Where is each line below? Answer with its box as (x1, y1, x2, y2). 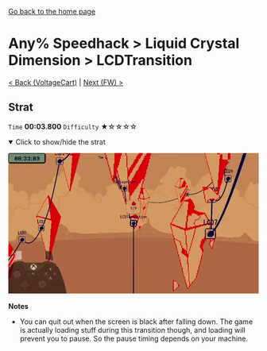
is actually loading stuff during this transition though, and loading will (19, 326, 246, 335)
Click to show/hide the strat (15, 137, 106, 146)
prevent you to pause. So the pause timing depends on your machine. (19, 334, 249, 344)
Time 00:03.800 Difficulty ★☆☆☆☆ (8, 121, 137, 131)
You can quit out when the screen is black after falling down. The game (19, 317, 253, 326)
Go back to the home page (8, 7, 96, 16)
